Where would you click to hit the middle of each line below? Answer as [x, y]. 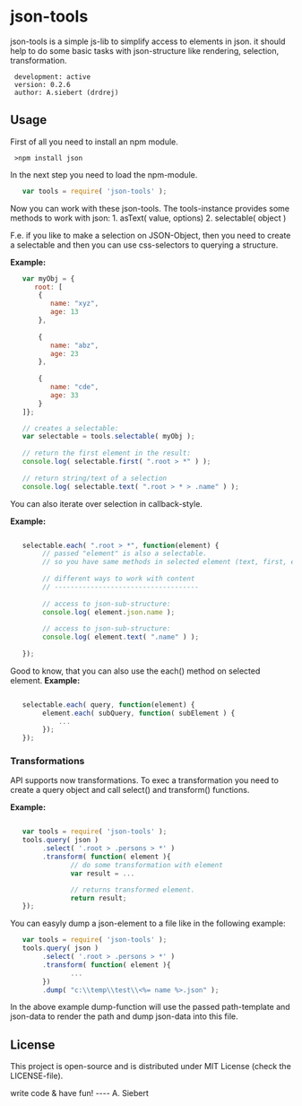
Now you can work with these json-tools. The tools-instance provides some [150, 208]
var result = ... [103, 873]
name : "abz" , [74, 345]
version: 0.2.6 [42, 84]
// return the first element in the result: [107, 453]
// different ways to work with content [119, 579]
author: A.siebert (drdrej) [66, 92]
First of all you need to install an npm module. [94, 142]
